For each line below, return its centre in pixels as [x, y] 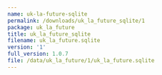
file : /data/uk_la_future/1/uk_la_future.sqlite [81, 61]
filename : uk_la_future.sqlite [54, 41]
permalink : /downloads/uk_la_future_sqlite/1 [76, 21]
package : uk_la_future [41, 27]
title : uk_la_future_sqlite [49, 34]
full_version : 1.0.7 [38, 54]
